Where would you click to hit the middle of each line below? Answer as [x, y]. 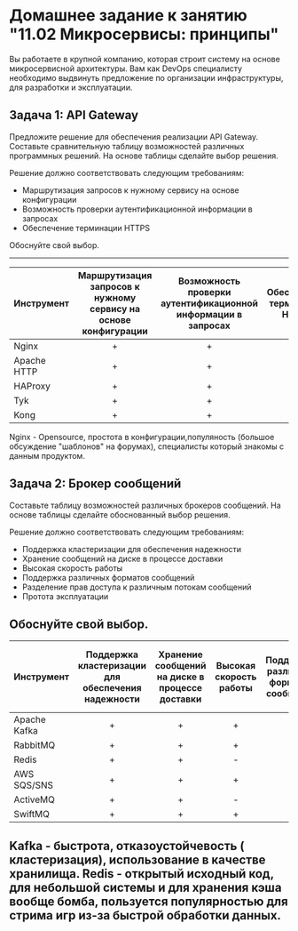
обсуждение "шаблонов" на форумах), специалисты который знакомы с [147, 446]
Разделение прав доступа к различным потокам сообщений [137, 587]
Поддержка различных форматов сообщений [108, 577]
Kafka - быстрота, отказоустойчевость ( [127, 846]
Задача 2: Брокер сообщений [95, 484]
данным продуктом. [47, 455]
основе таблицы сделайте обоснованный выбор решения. [120, 514]
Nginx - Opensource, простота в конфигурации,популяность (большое [142, 437]
